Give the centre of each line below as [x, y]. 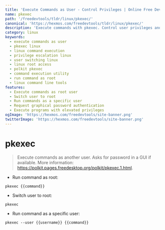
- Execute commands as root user [44, 92]
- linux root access [30, 64]
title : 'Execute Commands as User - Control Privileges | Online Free [79, 10]
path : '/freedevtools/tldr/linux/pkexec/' [49, 19]
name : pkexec [18, 14]
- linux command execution [37, 51]
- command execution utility [39, 74]
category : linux [22, 32]
